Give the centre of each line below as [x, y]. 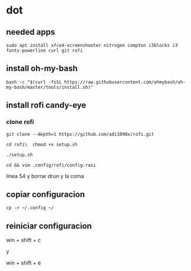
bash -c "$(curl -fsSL [34, 82]
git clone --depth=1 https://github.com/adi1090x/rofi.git [80, 134]
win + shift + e [24, 263]
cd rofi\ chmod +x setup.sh [42, 145]
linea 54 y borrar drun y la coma [45, 176]
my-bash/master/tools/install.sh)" [50, 87]
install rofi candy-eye [46, 106]
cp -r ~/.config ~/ [30, 208]
